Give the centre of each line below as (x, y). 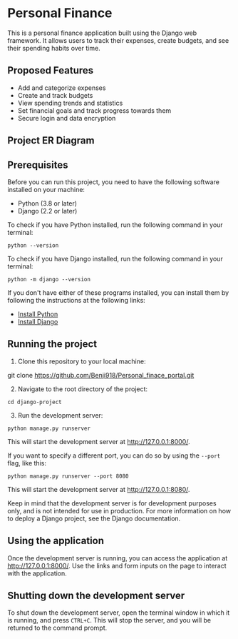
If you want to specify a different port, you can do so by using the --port (114, 456)
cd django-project (35, 402)
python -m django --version (49, 279)
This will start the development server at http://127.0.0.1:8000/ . (99, 441)
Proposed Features (51, 70)
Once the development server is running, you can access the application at (118, 558)
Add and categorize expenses (62, 88)
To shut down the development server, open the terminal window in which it (119, 613)
